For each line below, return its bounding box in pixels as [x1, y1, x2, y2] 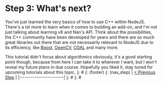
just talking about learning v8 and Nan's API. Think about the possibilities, [5, 29, 152, 35]
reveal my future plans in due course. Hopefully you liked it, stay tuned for [5, 64, 153, 70]
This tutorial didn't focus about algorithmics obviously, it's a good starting [5, 54, 152, 59]
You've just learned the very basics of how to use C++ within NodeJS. [5, 19, 146, 25]
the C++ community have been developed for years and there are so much [5, 34, 155, 40]
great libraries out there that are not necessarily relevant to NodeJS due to [5, 39, 154, 45]
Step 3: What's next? [5, 3, 92, 14]
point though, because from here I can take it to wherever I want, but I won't [5, 59, 157, 65]
